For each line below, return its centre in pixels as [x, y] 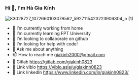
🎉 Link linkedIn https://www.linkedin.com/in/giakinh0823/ [70, 72]
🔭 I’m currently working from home [48, 28]
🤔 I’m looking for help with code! [45, 44]
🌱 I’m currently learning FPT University [52, 34]
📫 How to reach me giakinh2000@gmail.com [58, 55]
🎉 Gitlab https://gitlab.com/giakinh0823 [52, 62]
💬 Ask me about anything [38, 49]
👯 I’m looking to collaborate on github [50, 39]
